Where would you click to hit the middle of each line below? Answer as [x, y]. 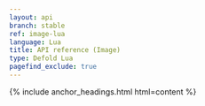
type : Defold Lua [41, 58]
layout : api [31, 17]
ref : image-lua [37, 34]
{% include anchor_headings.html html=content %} [103, 91]
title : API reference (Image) [65, 50]
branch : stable [37, 26]
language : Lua [35, 42]
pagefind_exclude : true [53, 67]
